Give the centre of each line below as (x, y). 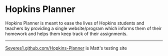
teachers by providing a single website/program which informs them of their (83, 28)
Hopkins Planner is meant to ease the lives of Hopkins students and (75, 23)
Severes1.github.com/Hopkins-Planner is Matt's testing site (66, 48)
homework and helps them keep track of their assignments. (66, 33)
